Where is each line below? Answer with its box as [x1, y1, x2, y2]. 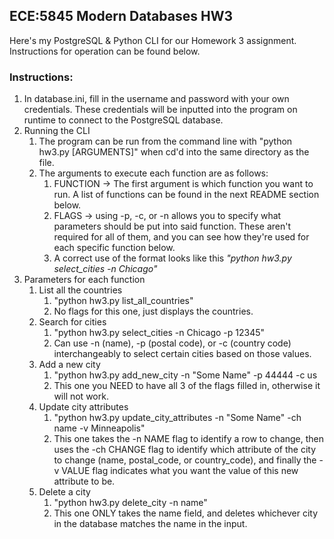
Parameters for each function [23, 274, 146, 286]
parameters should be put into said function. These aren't [53, 220, 292, 233]
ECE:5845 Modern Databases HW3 [9, 8, 233, 25]
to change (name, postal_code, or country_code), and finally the [53, 454, 317, 466]
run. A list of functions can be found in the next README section [53, 189, 320, 201]
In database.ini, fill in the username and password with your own [23, 93, 290, 105]
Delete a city [38, 486, 91, 498]
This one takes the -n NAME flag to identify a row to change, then [53, 433, 325, 445]
